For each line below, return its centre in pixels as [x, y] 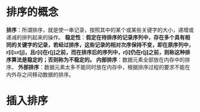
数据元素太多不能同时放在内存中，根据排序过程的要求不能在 [117, 67]
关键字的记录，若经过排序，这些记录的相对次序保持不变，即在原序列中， [105, 45]
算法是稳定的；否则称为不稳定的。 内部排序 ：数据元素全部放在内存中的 [98, 60]
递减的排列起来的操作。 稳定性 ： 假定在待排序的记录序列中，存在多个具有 [96, 37]
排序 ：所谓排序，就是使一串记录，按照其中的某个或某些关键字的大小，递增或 [100, 30]
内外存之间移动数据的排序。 [40, 74]
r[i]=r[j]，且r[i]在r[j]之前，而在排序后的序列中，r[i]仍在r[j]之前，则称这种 [96, 52]
